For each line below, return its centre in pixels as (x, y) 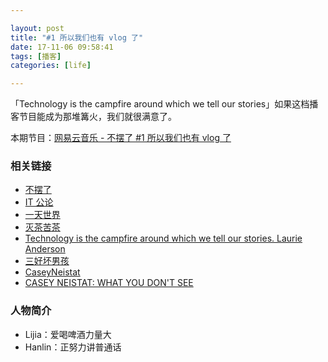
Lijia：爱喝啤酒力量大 (68, 334)
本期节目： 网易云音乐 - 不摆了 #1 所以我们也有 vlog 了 (121, 138)
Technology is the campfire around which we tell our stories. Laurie (163, 238)
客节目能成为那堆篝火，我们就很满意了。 (93, 117)
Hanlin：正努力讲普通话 (73, 347)
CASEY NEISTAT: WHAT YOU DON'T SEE (109, 283)
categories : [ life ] (51, 66)
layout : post (37, 28)
